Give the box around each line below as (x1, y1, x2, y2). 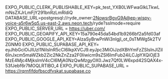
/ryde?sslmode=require (92, 20, 141, 26)
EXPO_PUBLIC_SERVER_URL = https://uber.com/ (5, 25, 105, 31)
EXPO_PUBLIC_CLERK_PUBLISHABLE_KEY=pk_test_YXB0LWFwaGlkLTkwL (5, 4, 160, 10)
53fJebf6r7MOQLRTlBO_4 (5, 62, 59, 68)
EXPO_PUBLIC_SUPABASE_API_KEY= (22, 41, 99, 47)
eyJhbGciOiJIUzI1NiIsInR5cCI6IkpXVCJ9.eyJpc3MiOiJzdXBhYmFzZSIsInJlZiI (5, 47, 163, 52)
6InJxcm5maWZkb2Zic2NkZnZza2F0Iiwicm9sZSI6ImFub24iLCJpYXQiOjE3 (5, 52, 160, 58)
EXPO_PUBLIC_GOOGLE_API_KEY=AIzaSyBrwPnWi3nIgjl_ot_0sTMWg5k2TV (5, 36, 161, 42)
